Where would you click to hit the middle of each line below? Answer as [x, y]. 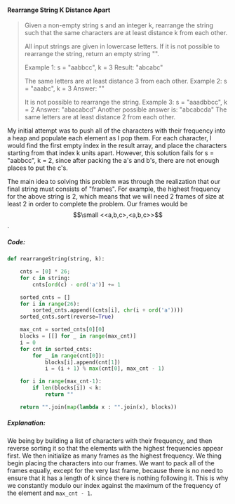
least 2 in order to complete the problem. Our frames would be [98, 204]
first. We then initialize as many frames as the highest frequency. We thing [115, 456]
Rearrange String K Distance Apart [59, 10]
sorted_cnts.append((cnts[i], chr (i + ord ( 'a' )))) [108, 310]
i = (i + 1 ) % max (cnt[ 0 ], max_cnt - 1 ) [105, 369]
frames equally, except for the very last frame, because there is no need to [115, 470]
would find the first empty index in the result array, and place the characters [117, 146]
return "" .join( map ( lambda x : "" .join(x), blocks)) [99, 407]
